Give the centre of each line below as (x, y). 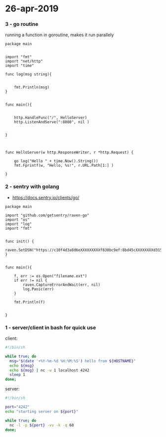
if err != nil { (31, 280)
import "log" (19, 224)
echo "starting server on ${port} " (42, 411)
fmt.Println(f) (30, 302)
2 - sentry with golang (32, 187)
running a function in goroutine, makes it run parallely (60, 35)
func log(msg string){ (28, 74)
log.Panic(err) (39, 289)
